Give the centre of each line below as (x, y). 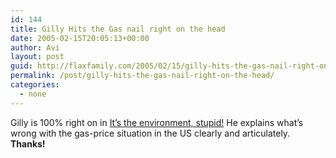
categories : (35, 85)
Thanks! (28, 143)
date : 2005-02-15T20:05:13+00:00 (80, 38)
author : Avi (35, 47)
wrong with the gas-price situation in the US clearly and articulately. (150, 133)
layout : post (37, 57)
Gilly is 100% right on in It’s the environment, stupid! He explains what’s (157, 122)
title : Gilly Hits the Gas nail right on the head (118, 29)
